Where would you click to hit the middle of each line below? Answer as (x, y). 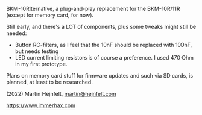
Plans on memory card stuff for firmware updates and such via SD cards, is (100, 76)
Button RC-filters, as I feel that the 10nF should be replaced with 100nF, (103, 45)
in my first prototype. (41, 64)
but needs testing (37, 51)
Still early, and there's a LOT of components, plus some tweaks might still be (101, 27)
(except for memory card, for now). (50, 15)
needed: (17, 33)
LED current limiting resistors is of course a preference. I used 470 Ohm (104, 57)
